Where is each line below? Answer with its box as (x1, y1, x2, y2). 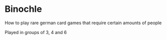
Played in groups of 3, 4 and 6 (4, 29, 67, 35)
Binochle (4, 3, 42, 15)
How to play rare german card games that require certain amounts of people (4, 20, 162, 26)
